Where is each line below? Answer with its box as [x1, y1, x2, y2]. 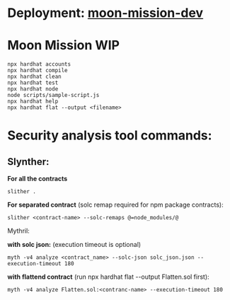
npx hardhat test [7, 79, 59, 86]
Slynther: [7, 156, 50, 168]
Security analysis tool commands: [7, 127, 212, 144]
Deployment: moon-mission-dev [7, 5, 204, 21]
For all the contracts [7, 175, 68, 183]
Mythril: [7, 226, 30, 235]
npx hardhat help [7, 98, 59, 105]
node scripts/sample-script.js [7, 92, 100, 99]
